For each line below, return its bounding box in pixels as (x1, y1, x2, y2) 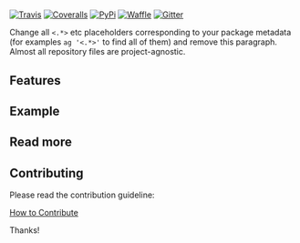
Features (9, 73, 61, 88)
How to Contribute (9, 208, 79, 218)
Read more (9, 135, 73, 150)
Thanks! (9, 225, 40, 236)
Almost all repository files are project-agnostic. (9, 46, 186, 57)
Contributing (9, 165, 84, 181)
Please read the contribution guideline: (9, 189, 155, 200)
